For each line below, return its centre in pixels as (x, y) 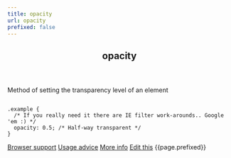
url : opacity (27, 21)
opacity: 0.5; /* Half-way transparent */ (77, 128)
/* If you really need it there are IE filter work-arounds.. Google (119, 115)
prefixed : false (31, 27)
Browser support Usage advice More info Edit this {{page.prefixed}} (107, 147)
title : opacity (30, 14)
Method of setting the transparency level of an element (88, 90)
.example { (23, 109)
